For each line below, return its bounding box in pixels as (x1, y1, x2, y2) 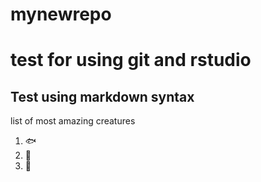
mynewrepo (10, 3, 112, 26)
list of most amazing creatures (10, 115, 136, 127)
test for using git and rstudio (10, 49, 252, 72)
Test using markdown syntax (10, 88, 195, 105)
